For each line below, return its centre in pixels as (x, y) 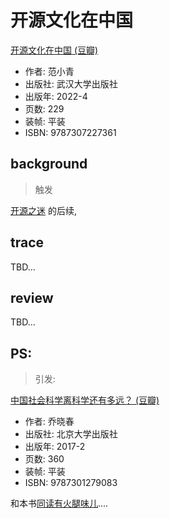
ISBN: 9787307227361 (70, 132)
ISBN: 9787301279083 (71, 483)
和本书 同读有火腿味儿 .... (59, 503)
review (32, 297)
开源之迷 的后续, (43, 210)
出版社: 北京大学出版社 (71, 434)
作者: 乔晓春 (49, 422)
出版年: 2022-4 (56, 96)
